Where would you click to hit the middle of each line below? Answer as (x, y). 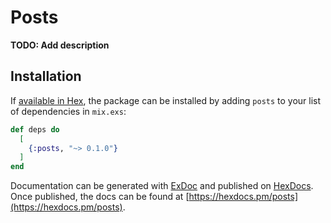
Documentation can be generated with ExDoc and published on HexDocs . (162, 186)
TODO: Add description (60, 45)
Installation (46, 76)
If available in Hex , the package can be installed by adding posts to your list (166, 100)
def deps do (35, 129)
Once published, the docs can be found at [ (100, 197)
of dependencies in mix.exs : (68, 111)
